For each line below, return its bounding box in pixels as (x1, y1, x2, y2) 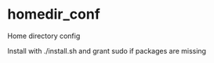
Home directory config (7, 31, 81, 40)
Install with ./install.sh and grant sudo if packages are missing (7, 46, 207, 55)
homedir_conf (7, 5, 101, 23)
